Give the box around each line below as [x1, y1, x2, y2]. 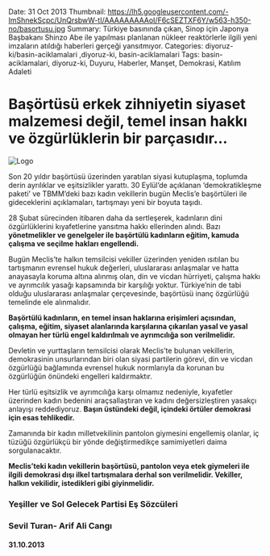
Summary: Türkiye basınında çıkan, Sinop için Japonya [67, 24, 249, 33]
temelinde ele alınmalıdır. [8, 297, 91, 307]
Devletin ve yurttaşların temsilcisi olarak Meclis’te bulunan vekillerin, [8, 345, 235, 355]
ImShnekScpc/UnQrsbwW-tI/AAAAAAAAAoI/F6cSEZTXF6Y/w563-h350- [8, 15, 251, 25]
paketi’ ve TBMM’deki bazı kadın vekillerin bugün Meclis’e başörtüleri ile [8, 189, 247, 199]
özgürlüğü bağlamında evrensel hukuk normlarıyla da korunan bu [8, 362, 224, 372]
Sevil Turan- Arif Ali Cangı [8, 520, 113, 531]
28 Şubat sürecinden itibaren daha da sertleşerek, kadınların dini [8, 213, 223, 223]
